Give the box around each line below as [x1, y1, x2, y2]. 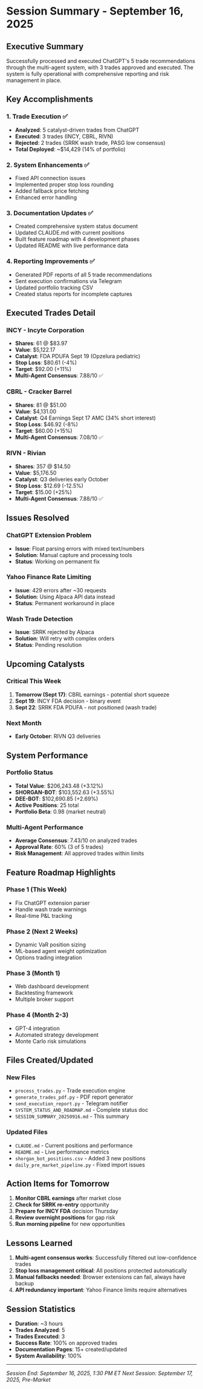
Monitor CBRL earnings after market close [14, 1194, 122, 1202]
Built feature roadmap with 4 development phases [14, 235, 140, 243]
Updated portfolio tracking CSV [14, 284, 94, 291]
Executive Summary [6, 41, 84, 52]
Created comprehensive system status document [14, 223, 138, 230]
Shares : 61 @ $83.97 [14, 340, 68, 347]
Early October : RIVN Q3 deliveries [14, 732, 101, 740]
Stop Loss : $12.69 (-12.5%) [14, 482, 83, 489]
